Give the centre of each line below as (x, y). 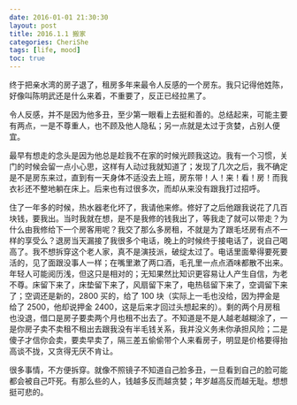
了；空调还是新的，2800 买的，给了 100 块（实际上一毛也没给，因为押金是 (145, 296)
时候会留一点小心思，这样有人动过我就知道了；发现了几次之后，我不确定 (156, 166)
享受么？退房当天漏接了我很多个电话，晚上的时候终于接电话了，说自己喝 (156, 241)
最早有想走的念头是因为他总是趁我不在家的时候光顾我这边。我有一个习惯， (145, 155)
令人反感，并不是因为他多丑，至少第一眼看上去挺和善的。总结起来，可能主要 (148, 115)
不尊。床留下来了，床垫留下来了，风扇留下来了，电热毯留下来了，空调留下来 (148, 285)
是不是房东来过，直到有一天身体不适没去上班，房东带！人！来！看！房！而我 (148, 177)
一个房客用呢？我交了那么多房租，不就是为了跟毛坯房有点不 (171, 229)
